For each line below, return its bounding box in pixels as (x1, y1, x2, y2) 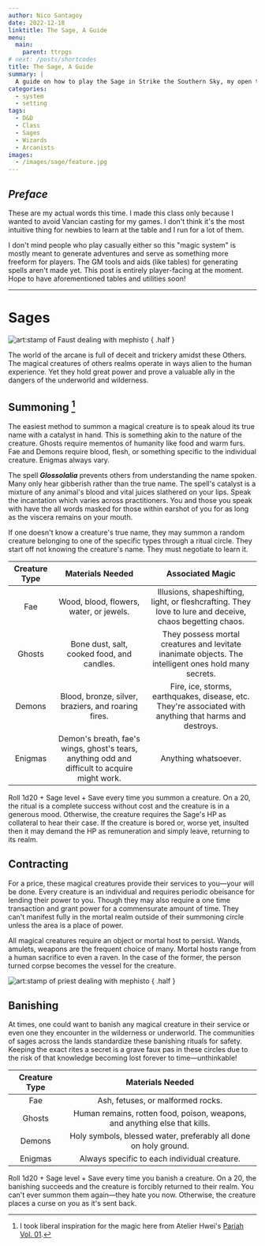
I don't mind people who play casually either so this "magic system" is (8, 240, 237, 249)
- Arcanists (15, 144, 55, 151)
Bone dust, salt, (70, 638, 129, 649)
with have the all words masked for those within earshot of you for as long (8, 504, 249, 513)
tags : (8, 107, 26, 115)
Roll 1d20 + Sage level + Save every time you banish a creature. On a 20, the (8, 1173, 257, 1183)
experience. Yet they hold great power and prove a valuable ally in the (8, 367, 235, 376)
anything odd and (66, 752, 132, 763)
